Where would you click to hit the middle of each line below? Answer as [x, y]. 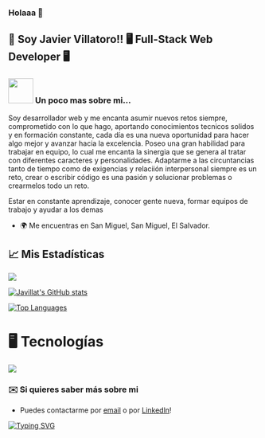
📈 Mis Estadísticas [57, 254]
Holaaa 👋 [26, 13]
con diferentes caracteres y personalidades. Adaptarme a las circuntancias [131, 160]
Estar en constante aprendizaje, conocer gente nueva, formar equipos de [128, 201]
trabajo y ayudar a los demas [56, 209]
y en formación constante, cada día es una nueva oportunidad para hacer [129, 135]
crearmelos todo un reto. [49, 186]
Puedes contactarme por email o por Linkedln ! [95, 410]
